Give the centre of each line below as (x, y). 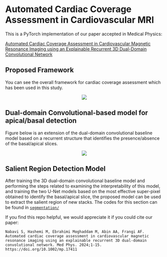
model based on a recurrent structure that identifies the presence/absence (82, 138)
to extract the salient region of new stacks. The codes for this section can (81, 202)
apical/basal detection (41, 121)
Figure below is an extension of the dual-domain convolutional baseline (79, 133)
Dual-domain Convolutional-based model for (77, 113)
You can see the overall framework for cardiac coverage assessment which (83, 82)
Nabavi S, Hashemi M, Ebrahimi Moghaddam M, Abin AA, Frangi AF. (75, 232)
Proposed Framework (40, 70)
